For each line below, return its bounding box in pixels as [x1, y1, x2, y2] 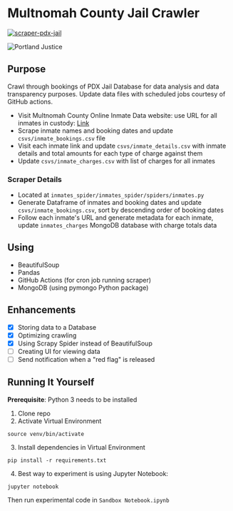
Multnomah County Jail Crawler [7, 5, 200, 21]
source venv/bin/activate [7, 430, 84, 437]
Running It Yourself [7, 376, 95, 388]
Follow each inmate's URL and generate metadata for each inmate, [17, 213, 214, 222]
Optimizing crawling [17, 330, 77, 340]
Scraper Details [7, 174, 63, 184]
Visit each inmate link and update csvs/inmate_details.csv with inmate [17, 141, 227, 150]
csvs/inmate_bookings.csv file [17, 133, 105, 142]
